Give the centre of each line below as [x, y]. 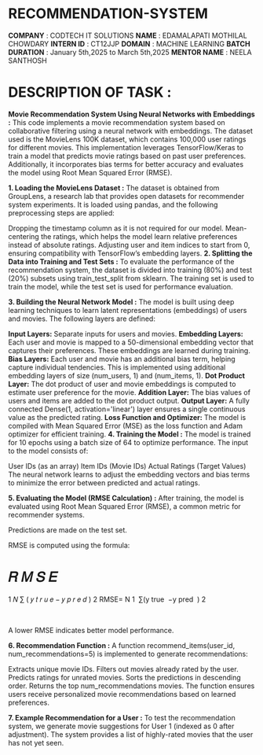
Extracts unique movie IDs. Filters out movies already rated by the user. [123, 668]
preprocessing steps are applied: [62, 212]
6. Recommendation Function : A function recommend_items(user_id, [122, 645]
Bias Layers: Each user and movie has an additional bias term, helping [122, 359]
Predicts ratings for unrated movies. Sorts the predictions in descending [124, 677]
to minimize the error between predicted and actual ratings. [104, 482]
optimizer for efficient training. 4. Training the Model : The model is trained [130, 434]
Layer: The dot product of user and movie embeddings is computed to [122, 384]
